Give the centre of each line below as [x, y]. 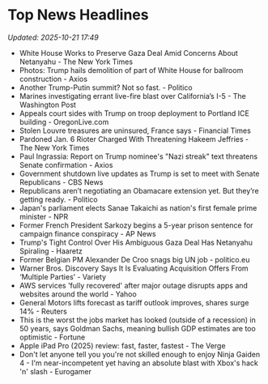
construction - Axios [53, 79]
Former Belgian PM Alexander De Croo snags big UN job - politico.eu [134, 259]
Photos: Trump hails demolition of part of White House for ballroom [131, 70]
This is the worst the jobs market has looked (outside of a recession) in [138, 320]
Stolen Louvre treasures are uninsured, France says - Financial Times [135, 130]
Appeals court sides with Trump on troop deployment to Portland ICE [134, 113]
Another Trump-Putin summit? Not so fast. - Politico [106, 87]
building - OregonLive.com [64, 122]
